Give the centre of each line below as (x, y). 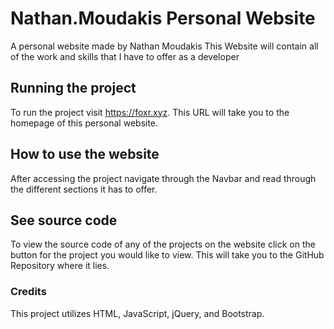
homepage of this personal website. (84, 123)
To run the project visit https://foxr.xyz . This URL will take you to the (150, 112)
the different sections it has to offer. (84, 189)
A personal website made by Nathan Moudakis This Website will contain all (164, 46)
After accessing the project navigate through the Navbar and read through (163, 178)
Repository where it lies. (60, 266)
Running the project (73, 88)
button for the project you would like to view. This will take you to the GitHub (167, 255)
